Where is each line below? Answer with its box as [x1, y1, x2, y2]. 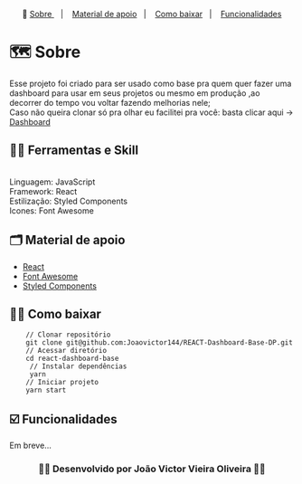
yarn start [25, 385, 67, 395]
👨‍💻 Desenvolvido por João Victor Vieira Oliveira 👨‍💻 [37, 462, 267, 475]
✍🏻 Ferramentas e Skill [9, 143, 138, 158]
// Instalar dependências [29, 362, 127, 371]
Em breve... [9, 440, 52, 451]
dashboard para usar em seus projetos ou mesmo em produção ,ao [9, 87, 260, 99]
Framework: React [9, 185, 78, 196]
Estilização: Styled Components [9, 195, 128, 206]
